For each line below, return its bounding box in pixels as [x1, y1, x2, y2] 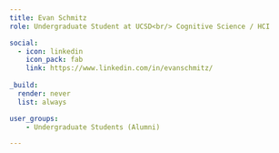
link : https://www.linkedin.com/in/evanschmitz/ [25, 64, 214, 73]
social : [9, 38, 39, 47]
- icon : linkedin [17, 46, 84, 56]
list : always [17, 97, 67, 107]
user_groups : [9, 114, 59, 123]
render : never [17, 88, 71, 98]
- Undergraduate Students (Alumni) [25, 122, 161, 132]
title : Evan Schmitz [9, 13, 88, 23]
